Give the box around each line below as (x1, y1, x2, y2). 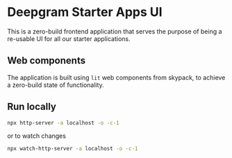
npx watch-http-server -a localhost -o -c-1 (7, 145, 138, 152)
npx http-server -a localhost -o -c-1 (7, 119, 119, 126)
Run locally (7, 101, 57, 113)
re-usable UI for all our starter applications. (7, 34, 131, 42)
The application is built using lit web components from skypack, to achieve (7, 73, 226, 81)
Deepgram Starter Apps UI (7, 4, 163, 20)
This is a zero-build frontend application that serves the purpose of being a (7, 27, 222, 35)
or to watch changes (7, 132, 66, 140)
